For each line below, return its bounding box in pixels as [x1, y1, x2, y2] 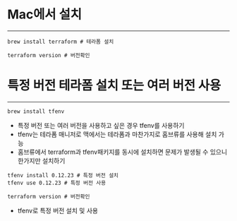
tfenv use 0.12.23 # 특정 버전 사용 [7, 179, 107, 186]
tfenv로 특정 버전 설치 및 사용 [17, 206, 99, 215]
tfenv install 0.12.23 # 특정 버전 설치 [7, 172, 119, 179]
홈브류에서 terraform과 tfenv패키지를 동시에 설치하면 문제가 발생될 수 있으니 [17, 148, 228, 156]
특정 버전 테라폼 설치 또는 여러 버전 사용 [7, 78, 221, 94]
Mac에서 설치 [7, 6, 83, 23]
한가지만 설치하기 [17, 156, 66, 165]
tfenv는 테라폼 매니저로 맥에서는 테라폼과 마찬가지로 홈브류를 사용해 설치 [17, 130, 217, 138]
